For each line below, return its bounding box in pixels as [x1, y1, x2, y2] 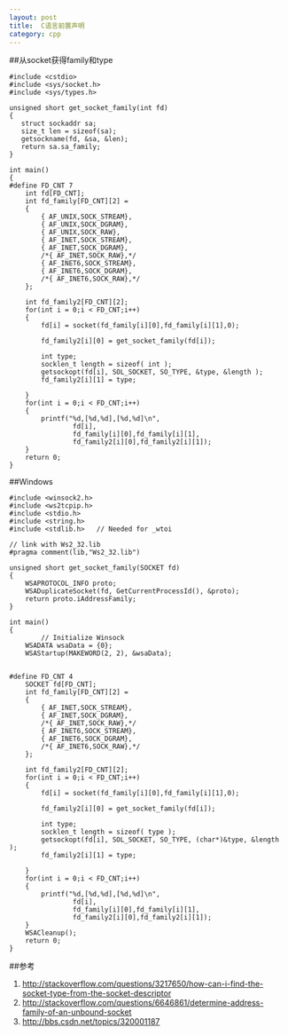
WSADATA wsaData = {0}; [25, 641, 113, 651]
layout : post [9, 12, 58, 22]
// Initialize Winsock [41, 634, 125, 643]
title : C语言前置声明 [9, 21, 85, 30]
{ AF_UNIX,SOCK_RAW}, [41, 228, 121, 237]
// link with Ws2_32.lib [9, 541, 101, 549]
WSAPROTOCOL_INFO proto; [25, 579, 117, 589]
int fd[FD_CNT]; [25, 189, 86, 198]
